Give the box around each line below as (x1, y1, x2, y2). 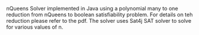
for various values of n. (6, 23, 64, 30)
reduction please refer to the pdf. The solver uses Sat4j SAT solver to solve (6, 17, 192, 24)
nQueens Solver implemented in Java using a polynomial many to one (6, 5, 179, 12)
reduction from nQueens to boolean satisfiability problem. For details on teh (6, 11, 193, 18)
